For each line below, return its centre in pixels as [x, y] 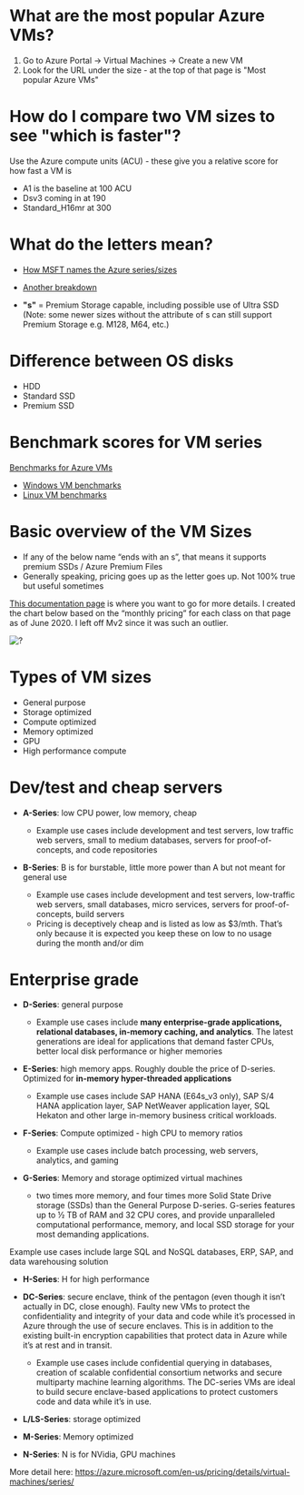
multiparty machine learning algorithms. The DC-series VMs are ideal [166, 1382]
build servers [100, 914]
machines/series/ [42, 1482]
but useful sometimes [63, 586]
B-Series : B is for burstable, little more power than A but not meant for [154, 867]
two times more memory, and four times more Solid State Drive [154, 1196]
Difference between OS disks [122, 361]
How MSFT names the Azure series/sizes [100, 269]
